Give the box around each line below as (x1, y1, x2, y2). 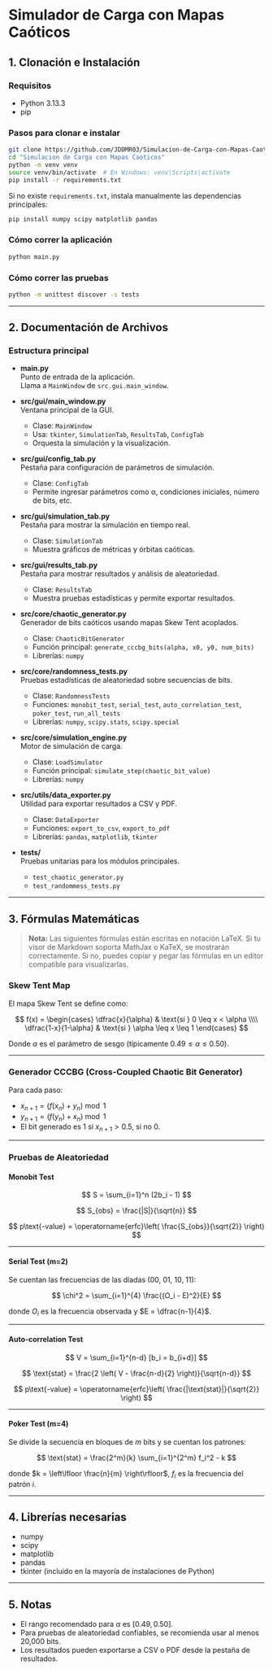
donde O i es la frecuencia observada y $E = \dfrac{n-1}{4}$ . (8, 1306, 212, 1318)
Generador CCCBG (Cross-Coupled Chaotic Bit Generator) (8, 1066, 244, 1078)
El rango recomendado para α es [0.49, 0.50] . (19, 1620, 173, 1629)
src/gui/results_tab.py (19, 560, 98, 571)
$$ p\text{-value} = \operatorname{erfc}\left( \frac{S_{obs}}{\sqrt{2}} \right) (8, 1222, 265, 1231)
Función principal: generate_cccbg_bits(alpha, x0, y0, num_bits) (32, 642, 254, 652)
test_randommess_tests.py (32, 882, 120, 890)
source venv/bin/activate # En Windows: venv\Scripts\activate (8, 168, 231, 177)
